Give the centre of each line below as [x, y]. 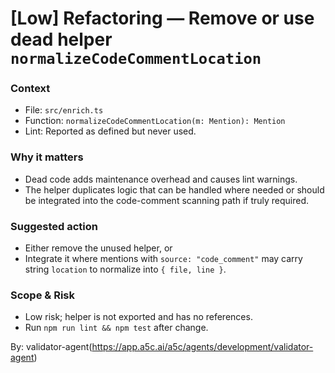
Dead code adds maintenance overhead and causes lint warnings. [161, 179]
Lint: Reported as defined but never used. [110, 131]
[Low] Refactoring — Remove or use [162, 18]
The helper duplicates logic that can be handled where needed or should [174, 189]
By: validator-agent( [51, 347]
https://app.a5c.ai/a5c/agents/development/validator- [202, 347]
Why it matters [47, 157]
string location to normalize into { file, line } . [125, 269]
